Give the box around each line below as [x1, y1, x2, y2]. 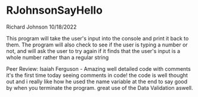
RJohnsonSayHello [6, 4, 103, 17]
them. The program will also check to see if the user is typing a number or [6, 41, 188, 48]
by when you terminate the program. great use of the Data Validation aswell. [6, 84, 193, 91]
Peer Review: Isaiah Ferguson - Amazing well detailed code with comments [6, 65, 191, 72]
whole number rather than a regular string [6, 54, 109, 61]
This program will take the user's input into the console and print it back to [6, 35, 189, 42]
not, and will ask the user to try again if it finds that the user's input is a [6, 47, 181, 54]
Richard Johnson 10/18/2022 [6, 23, 77, 30]
